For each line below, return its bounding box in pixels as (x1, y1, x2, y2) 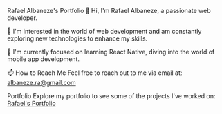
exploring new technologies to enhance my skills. (7, 34, 148, 43)
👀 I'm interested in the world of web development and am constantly (7, 27, 202, 35)
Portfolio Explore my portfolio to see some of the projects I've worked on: (7, 92, 216, 100)
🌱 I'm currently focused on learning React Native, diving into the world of (7, 48, 215, 56)
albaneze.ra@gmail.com (7, 79, 76, 87)
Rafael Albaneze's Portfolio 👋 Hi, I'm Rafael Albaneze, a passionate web (7, 7, 211, 14)
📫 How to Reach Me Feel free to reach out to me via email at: (7, 69, 183, 77)
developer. (7, 14, 38, 22)
